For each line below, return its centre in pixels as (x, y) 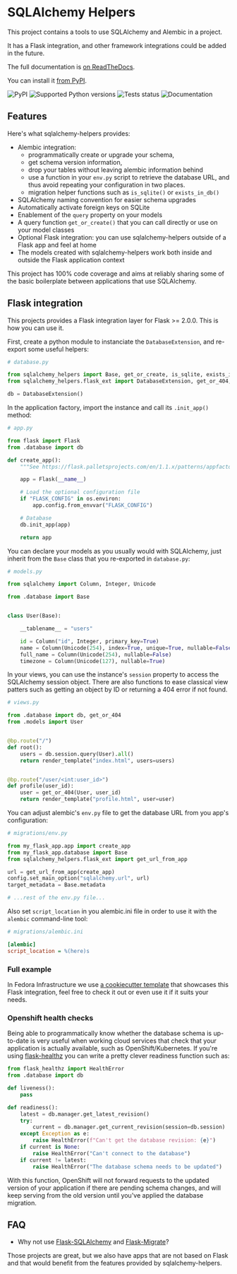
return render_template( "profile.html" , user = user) (97, 800)
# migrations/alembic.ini (45, 932)
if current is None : (50, 1147)
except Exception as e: (55, 1134)
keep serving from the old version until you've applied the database (105, 1195)
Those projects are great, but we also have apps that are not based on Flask (118, 1256)
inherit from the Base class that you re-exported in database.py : (99, 559)
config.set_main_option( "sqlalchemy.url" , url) (79, 878)
